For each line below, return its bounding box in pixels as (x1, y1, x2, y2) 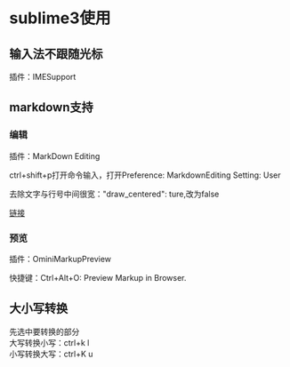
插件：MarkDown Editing (9, 150, 101, 161)
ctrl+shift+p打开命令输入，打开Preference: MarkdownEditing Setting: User (9, 170, 282, 180)
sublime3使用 (9, 8, 111, 28)
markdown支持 (9, 100, 93, 116)
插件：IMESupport (9, 72, 77, 82)
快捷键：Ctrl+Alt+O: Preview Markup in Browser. (9, 272, 187, 283)
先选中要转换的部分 (9, 326, 80, 337)
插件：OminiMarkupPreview (9, 253, 112, 264)
